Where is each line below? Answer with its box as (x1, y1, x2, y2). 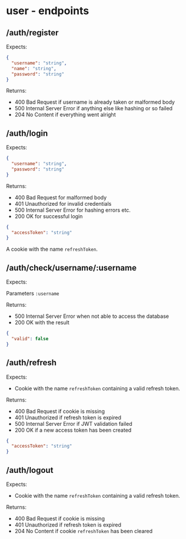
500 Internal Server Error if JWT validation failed (14, 420, 132, 427)
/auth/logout (6, 465, 54, 475)
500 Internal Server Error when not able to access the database (14, 313, 170, 320)
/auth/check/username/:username (6, 262, 137, 272)
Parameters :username (6, 290, 60, 297)
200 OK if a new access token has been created (14, 426, 132, 433)
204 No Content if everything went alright (14, 111, 116, 119)
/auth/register (6, 28, 59, 38)
